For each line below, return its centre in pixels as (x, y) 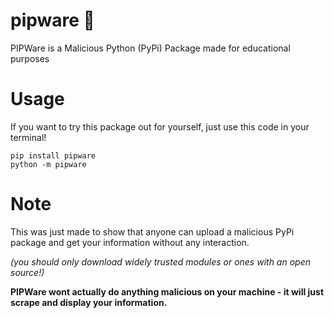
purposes (30, 58)
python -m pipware (48, 164)
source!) (27, 272)
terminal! (28, 137)
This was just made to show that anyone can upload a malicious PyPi (152, 231)
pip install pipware (53, 155)
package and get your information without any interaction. (130, 242)
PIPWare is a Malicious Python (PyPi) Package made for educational (150, 48)
